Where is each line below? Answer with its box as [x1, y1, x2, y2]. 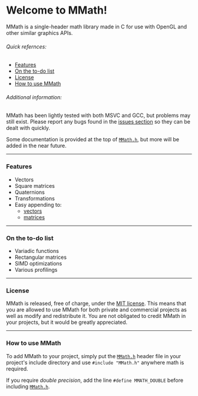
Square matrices [14, 182, 55, 189]
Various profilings [14, 266, 58, 273]
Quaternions [14, 189, 45, 196]
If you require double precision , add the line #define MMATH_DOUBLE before [6, 376, 184, 384]
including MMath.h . [6, 382, 50, 390]
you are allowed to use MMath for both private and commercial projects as [6, 306, 187, 313]
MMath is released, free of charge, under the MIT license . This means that [6, 300, 187, 307]
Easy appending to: [14, 201, 62, 208]
